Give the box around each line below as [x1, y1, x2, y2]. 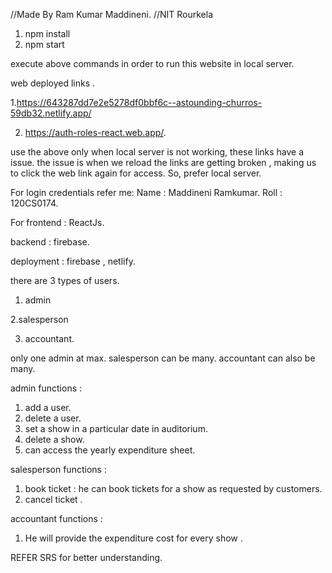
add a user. [24, 402, 72, 413]
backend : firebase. [10, 236, 90, 248]
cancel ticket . [24, 494, 83, 505]
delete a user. [24, 412, 82, 424]
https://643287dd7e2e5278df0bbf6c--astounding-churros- [16, 97, 263, 108]
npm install [24, 28, 71, 39]
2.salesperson [10, 314, 69, 325]
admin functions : [10, 382, 83, 394]
